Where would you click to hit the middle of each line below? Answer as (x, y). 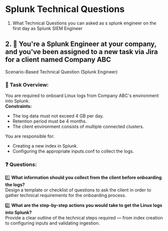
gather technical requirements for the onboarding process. (66, 195)
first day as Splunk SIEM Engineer (47, 28)
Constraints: (19, 106)
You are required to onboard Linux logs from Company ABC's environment (82, 95)
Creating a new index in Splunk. (45, 146)
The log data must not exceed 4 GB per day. (58, 116)
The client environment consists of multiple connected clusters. (78, 126)
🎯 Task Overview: (27, 84)
